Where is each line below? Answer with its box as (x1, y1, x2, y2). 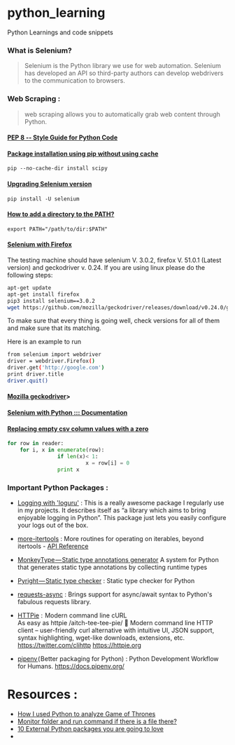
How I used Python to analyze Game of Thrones (17, 709, 156, 718)
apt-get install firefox (7, 291, 80, 298)
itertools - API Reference (17, 542, 89, 550)
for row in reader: (7, 440, 64, 447)
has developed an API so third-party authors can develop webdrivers (24, 69, 224, 78)
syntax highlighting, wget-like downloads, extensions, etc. (17, 633, 185, 642)
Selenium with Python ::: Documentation (7, 409, 128, 416)
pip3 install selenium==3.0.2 (7, 297, 96, 304)
